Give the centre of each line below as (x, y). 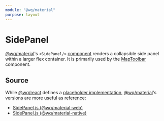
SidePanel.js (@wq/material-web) (47, 108)
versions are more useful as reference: (46, 98)
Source (17, 80)
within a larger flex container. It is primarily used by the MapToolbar (76, 59)
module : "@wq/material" (30, 10)
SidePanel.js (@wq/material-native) (50, 113)
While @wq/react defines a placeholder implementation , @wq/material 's (81, 93)
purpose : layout (22, 15)
